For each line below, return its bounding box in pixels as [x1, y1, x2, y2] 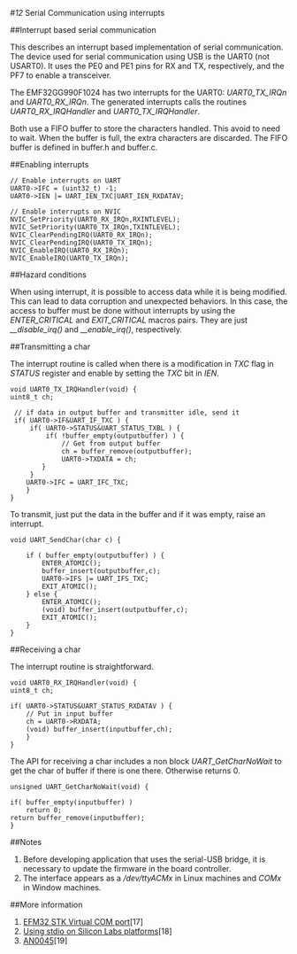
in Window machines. [22, 882, 102, 893]
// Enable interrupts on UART [10, 176, 122, 185]
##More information [10, 899, 83, 910]
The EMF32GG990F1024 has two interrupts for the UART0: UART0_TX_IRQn [10, 88, 287, 97]
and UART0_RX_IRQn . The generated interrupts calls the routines [10, 97, 247, 107]
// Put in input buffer [26, 710, 114, 718]
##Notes [10, 837, 42, 847]
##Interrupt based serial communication [10, 25, 157, 35]
